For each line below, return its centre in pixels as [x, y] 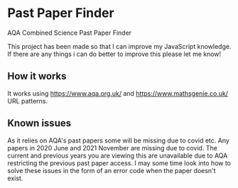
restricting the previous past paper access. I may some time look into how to [119, 163]
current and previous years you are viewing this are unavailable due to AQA [118, 155]
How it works [37, 76]
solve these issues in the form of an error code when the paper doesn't [112, 170]
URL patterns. [28, 101]
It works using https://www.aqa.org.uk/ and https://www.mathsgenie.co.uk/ [118, 93]
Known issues [39, 123]
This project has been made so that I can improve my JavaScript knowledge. [119, 46]
